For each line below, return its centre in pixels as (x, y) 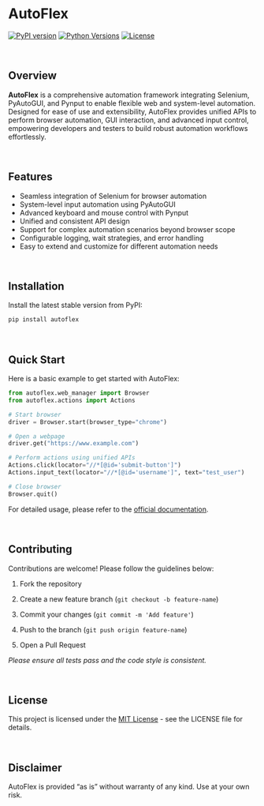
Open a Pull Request (53, 645)
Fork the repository (51, 583)
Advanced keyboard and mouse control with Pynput (104, 212)
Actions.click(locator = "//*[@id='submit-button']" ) (95, 465)
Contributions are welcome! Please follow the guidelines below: (111, 568)
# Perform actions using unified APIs (72, 458)
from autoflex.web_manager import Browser (79, 393)
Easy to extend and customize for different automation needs (119, 246)
